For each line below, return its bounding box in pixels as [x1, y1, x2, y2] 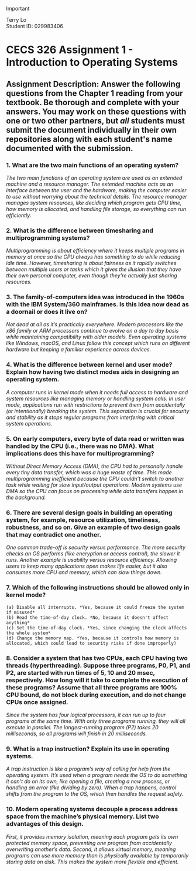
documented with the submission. [6, 143, 133, 153]
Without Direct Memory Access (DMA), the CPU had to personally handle [6, 463, 183, 470]
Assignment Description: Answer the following [6, 79, 181, 89]
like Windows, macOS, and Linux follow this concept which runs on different [6, 340, 190, 347]
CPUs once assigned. [6, 698, 68, 706]
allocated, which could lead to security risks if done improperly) [6, 640, 177, 646]
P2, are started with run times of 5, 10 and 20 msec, [6, 668, 155, 676]
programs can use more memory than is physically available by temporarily [6, 852, 189, 859]
